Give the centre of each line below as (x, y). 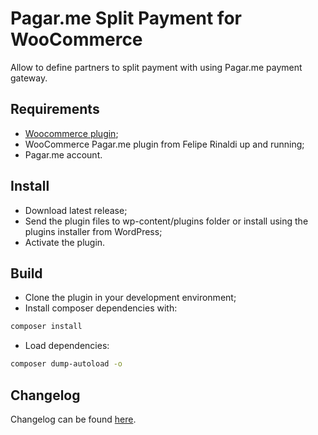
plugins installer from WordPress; (93, 231)
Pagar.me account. (63, 154)
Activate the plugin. (65, 242)
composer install (46, 327)
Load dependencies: (67, 346)
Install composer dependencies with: (101, 308)
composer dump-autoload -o (66, 364)
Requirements (55, 109)
